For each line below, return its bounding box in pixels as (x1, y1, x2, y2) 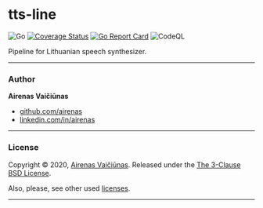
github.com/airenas (19, 107, 83, 116)
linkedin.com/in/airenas (19, 115, 95, 125)
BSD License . (8, 168, 52, 177)
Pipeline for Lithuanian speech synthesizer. (8, 46, 147, 56)
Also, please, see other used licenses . (8, 183, 131, 193)
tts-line (8, 5, 57, 24)
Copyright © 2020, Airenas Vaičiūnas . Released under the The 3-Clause (8, 159, 241, 170)
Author (8, 73, 36, 84)
